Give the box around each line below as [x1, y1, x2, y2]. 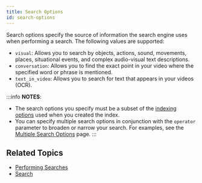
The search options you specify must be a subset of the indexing [14, 104, 177, 112]
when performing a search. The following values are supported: [6, 37, 165, 45]
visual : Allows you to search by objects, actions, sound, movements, [14, 49, 187, 56]
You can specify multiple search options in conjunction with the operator [14, 117, 196, 124]
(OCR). [14, 81, 32, 88]
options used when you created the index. [14, 111, 120, 118]
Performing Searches [14, 164, 68, 171]
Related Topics [6, 147, 63, 158]
